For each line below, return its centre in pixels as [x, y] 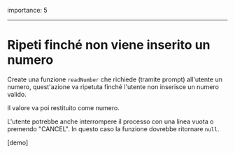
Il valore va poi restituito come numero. [64, 107]
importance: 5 [27, 10]
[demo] [18, 142]
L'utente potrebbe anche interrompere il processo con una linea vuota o [111, 121]
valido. [17, 94]
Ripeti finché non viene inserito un [109, 45]
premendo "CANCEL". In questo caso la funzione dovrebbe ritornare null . [113, 128]
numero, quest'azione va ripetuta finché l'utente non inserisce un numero [113, 86]
